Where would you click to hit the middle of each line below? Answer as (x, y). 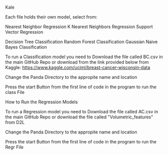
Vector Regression (24, 32)
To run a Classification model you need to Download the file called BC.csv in (84, 57)
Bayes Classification (26, 47)
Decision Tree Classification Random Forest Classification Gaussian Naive (81, 42)
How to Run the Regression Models (42, 102)
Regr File (14, 147)
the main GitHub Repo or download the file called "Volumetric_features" (79, 117)
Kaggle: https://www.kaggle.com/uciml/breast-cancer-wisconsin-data (78, 67)
